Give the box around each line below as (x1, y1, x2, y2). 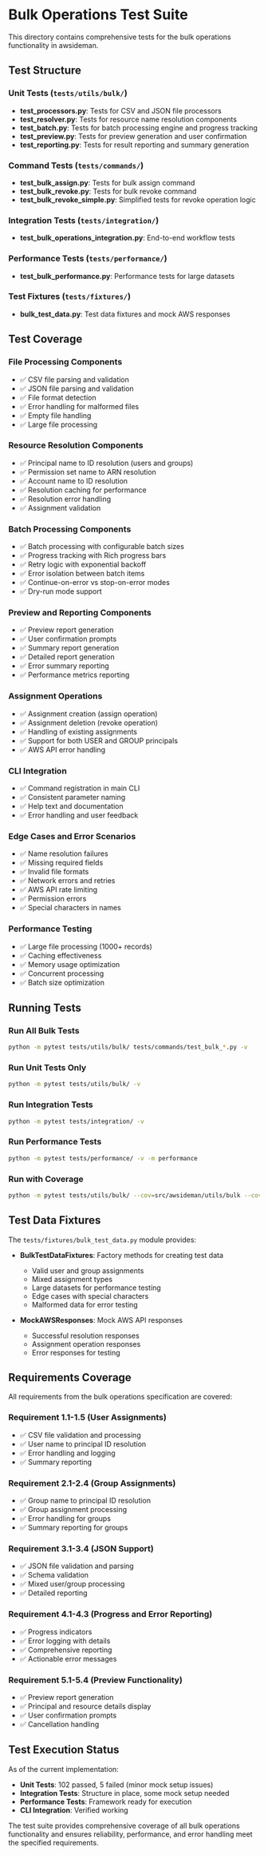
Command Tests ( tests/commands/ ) (8, 160, 144, 171)
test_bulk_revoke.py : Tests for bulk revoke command (19, 186, 197, 196)
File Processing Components (8, 356, 123, 368)
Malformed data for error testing (31, 1300, 138, 1309)
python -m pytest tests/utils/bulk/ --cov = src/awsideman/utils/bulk (8, 1191, 241, 1200)
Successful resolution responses (31, 1331, 140, 1340)
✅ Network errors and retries (19, 876, 116, 886)
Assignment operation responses (31, 1339, 141, 1348)
